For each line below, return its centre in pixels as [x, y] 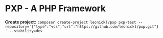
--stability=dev [26, 31]
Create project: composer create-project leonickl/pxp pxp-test [71, 22]
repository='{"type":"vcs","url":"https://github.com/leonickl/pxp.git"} [82, 27]
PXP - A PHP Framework [56, 9]
